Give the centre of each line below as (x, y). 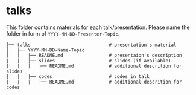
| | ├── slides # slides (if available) (89, 61)
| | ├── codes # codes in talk (78, 76)
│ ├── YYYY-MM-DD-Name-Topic (46, 50)
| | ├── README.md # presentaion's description (94, 55)
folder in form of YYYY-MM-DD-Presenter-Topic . (63, 33)
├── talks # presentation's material (91, 45)
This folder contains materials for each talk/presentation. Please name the (98, 27)
